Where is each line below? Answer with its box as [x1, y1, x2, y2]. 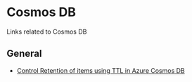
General [6, 48, 43, 60]
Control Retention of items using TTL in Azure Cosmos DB [16, 66, 185, 74]
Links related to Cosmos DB [6, 27, 87, 36]
